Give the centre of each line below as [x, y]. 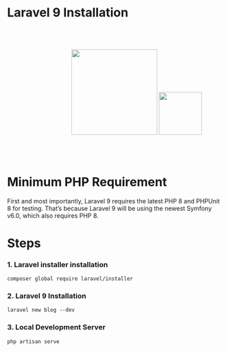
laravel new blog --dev [41, 310]
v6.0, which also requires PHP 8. [53, 215]
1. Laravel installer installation [58, 264]
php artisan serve [33, 341]
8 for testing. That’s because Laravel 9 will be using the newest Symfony [110, 208]
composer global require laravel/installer [70, 279]
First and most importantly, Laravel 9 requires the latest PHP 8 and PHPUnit [113, 201]
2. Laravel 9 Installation [47, 296]
